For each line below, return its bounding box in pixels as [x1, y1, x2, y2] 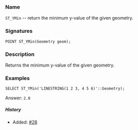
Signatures [5, 28, 33, 35]
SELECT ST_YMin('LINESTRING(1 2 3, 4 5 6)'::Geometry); [5, 86, 125, 91]
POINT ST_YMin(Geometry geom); [5, 39, 71, 44]
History [5, 106, 22, 112]
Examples [5, 75, 30, 82]
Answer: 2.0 [5, 95, 31, 101]
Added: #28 [12, 119, 38, 125]
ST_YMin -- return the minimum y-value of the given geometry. [5, 15, 133, 21]
